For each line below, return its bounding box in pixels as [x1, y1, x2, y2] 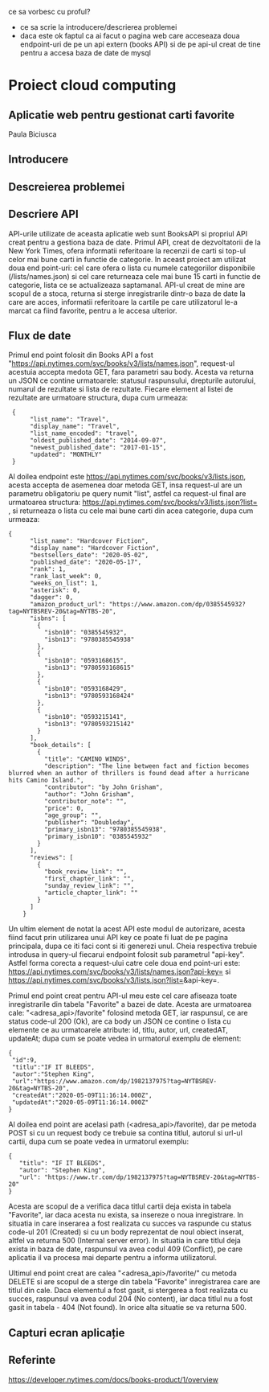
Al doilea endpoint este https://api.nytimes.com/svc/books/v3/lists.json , [8, 472, 247, 482]
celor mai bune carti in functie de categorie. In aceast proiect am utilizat [8, 254, 247, 264]
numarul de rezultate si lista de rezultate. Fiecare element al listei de [8, 384, 234, 394]
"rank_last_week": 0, [29, 573, 103, 581]
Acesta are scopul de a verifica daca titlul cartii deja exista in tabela [8, 1201, 231, 1211]
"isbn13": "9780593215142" [43, 720, 135, 729]
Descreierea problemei [8, 180, 125, 194]
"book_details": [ [29, 741, 92, 749]
